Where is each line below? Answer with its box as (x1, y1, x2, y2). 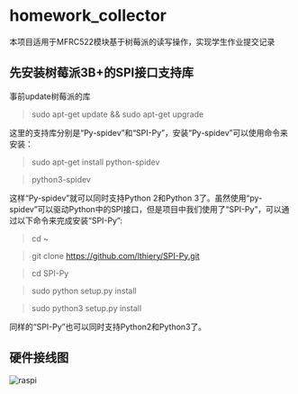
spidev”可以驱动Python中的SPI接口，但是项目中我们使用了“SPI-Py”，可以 (9, 203, 282, 214)
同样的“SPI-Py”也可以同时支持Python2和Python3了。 (9, 321, 207, 332)
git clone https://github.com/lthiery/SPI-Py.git (31, 250, 200, 261)
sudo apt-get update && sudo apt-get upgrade (31, 109, 204, 120)
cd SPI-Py (31, 267, 69, 279)
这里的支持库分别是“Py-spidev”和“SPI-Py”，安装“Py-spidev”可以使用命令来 (9, 127, 288, 138)
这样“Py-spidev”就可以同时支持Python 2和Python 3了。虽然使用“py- (9, 193, 263, 203)
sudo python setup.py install (31, 285, 137, 296)
